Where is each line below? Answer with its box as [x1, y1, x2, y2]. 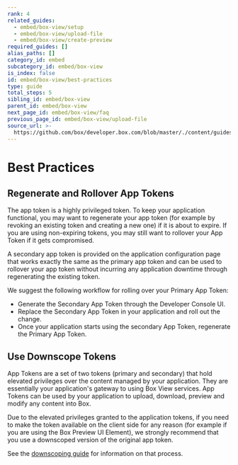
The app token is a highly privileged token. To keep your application [7, 206, 205, 214]
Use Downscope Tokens [7, 350, 117, 362]
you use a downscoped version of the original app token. [7, 436, 174, 444]
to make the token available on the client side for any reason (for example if [7, 420, 227, 429]
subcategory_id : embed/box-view [7, 63, 103, 70]
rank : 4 [7, 10, 30, 18]
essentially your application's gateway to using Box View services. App [7, 384, 215, 393]
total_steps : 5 [7, 89, 52, 96]
